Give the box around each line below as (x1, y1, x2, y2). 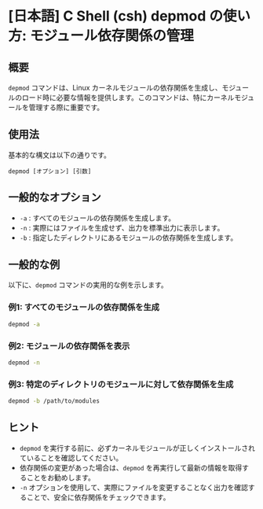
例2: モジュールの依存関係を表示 (8, 340, 130, 351)
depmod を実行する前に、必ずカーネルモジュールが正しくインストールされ (19, 443, 256, 452)
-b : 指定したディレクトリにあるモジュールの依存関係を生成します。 (19, 233, 238, 242)
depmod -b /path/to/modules (8, 397, 100, 405)
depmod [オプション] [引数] (8, 167, 92, 175)
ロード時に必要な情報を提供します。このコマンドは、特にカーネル (21, 93, 235, 102)
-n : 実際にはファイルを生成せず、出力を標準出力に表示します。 (19, 223, 225, 232)
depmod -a (8, 320, 41, 328)
